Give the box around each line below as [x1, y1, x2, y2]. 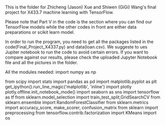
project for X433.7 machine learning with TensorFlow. [5, 9, 114, 15]
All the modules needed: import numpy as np [5, 69, 97, 75]
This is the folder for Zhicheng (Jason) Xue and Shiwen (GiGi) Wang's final [5, 4, 157, 10]
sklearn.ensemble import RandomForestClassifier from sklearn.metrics [5, 100, 149, 105]
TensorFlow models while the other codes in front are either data [5, 24, 137, 30]
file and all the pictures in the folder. [5, 60, 78, 65]
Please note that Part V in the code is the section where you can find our [5, 19, 152, 25]
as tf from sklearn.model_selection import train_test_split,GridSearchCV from [5, 94, 161, 100]
